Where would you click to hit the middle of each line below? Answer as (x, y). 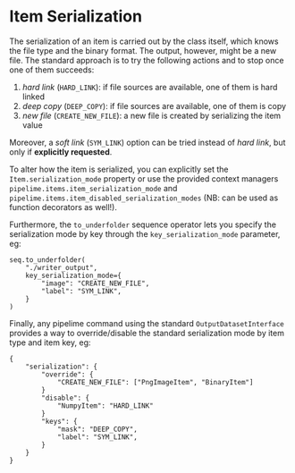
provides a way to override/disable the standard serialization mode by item (147, 333)
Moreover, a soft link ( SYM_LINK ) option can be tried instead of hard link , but (147, 142)
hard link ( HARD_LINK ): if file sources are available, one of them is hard (150, 87)
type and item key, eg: (50, 342)
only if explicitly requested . (61, 152)
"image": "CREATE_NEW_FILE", (96, 283)
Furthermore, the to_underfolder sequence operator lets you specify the (143, 224)
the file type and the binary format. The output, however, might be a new (143, 50)
